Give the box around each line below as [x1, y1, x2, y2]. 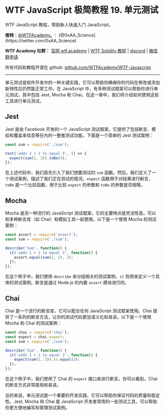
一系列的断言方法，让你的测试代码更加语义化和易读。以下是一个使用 [13, 314, 151, 320]
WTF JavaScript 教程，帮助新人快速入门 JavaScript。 [5, 22, 113, 28]
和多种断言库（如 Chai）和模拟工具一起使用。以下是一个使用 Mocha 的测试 [5, 216, 157, 222]
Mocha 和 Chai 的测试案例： [5, 320, 62, 326]
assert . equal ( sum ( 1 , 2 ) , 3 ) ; [14, 255, 74, 260]
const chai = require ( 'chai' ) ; [5, 330, 69, 335]
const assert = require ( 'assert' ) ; [5, 232, 78, 237]
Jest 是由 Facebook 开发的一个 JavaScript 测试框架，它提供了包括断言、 [5, 126, 152, 132]
